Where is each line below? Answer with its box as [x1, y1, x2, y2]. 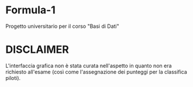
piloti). [5, 74, 21, 81]
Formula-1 [5, 3, 56, 17]
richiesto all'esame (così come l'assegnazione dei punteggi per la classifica [5, 68, 188, 75]
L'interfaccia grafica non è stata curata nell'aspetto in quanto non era [5, 62, 172, 69]
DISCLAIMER [5, 43, 70, 56]
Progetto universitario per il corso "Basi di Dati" [5, 23, 119, 30]
